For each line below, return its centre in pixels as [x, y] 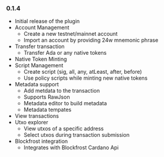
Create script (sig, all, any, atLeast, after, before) [83, 72]
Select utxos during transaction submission [76, 135]
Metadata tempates [48, 110]
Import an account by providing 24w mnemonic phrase [91, 40]
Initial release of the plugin [47, 21]
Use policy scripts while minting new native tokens [86, 78]
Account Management [42, 27]
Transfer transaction [40, 46]
